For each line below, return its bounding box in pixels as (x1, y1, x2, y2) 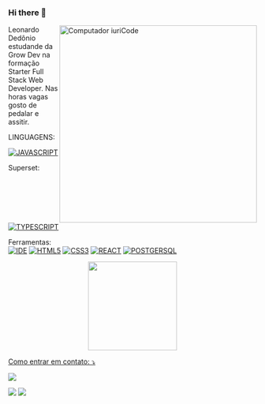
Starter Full (8, 67, 44, 77)
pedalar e (8, 109, 39, 118)
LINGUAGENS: (8, 133, 55, 142)
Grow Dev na (8, 50, 50, 60)
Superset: (8, 163, 40, 173)
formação (8, 58, 40, 68)
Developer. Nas (8, 84, 58, 93)
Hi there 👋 (8, 7, 47, 18)
